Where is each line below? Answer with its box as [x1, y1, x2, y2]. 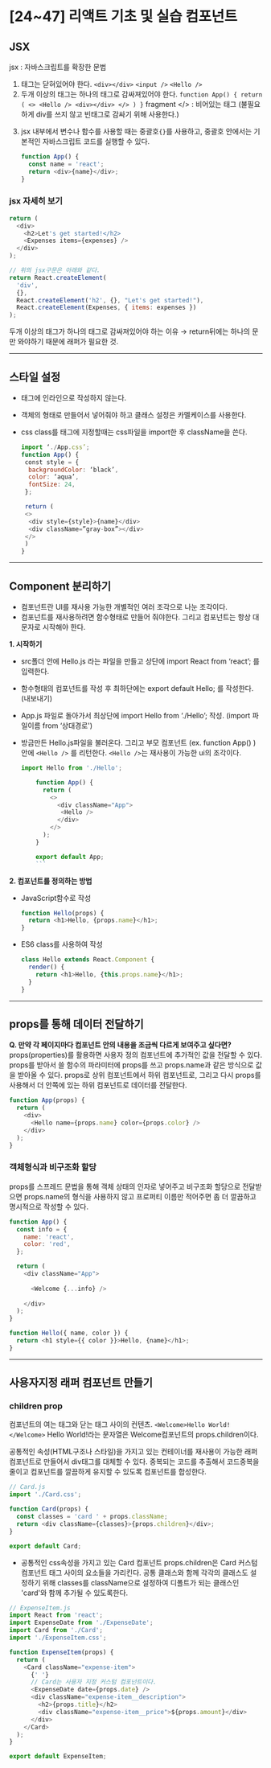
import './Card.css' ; [9, 1490, 82, 1499]
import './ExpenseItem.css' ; [9, 1634, 107, 1642]
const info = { [16, 1225, 68, 1233]
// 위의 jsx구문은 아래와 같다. [9, 266, 101, 274]
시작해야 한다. [42, 623, 86, 632]
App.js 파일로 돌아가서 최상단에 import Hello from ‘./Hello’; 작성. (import [20, 711, 251, 721]
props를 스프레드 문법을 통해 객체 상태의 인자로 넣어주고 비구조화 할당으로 [9, 1182, 240, 1191]
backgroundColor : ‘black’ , [28, 466, 119, 474]
